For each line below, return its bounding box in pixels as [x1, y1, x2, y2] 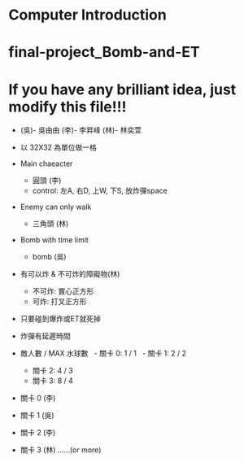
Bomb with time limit [20, 235, 89, 245]
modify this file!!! [8, 98, 127, 115]
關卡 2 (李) [20, 428, 56, 438]
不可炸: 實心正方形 [32, 286, 94, 296]
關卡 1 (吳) [20, 411, 54, 421]
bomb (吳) [32, 252, 67, 262]
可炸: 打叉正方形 [32, 297, 87, 307]
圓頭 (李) [32, 176, 62, 185]
